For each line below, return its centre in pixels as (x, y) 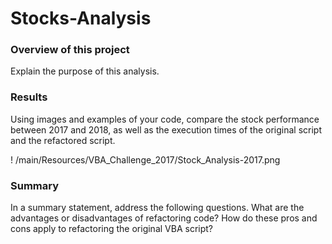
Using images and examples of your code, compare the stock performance (165, 119)
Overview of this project (70, 50)
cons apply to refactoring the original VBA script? (111, 229)
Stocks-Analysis (81, 18)
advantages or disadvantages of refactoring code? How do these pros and (164, 218)
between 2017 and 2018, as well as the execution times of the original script (166, 129)
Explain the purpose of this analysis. (85, 71)
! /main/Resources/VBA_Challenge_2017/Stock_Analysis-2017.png (145, 159)
